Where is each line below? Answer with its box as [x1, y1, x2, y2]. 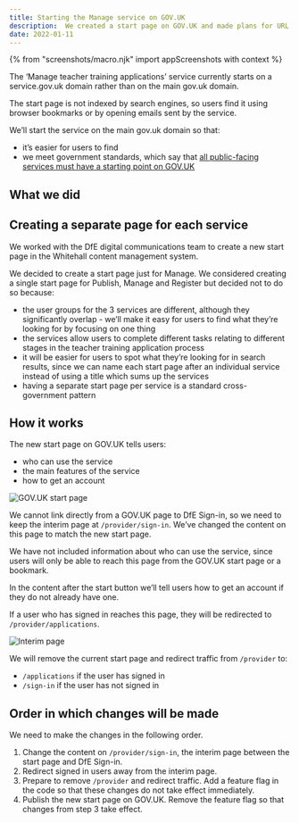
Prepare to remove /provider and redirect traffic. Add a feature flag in [21, 776, 279, 786]
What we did [9, 187, 80, 202]
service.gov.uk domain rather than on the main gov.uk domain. [9, 81, 239, 92]
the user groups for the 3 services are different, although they [21, 304, 250, 315]
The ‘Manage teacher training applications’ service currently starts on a [9, 71, 272, 82]
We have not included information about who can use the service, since [9, 546, 273, 557]
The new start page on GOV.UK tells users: [9, 439, 167, 450]
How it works [9, 415, 84, 430]
